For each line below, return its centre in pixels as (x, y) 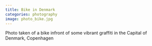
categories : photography (31, 14)
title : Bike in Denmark (30, 10)
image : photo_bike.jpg (29, 19)
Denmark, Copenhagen (30, 38)
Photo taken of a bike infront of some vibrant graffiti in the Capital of (76, 33)
